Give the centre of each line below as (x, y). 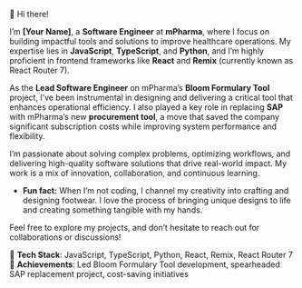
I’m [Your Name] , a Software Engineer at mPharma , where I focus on (140, 31)
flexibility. (27, 136)
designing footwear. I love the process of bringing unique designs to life (157, 200)
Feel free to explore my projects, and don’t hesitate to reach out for (135, 228)
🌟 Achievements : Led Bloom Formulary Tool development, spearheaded (145, 264)
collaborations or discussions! (65, 237)
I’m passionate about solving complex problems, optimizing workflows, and (150, 154)
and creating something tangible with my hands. (112, 210)
